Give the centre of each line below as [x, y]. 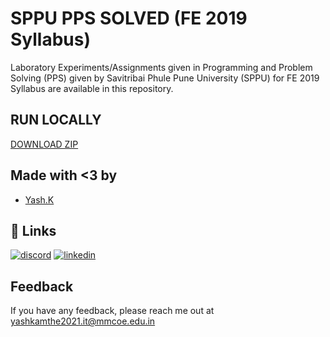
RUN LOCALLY [56, 120]
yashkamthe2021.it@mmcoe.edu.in [83, 321]
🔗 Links [33, 230]
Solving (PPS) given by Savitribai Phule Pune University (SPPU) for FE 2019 [165, 78]
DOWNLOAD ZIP [44, 144]
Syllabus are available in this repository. [92, 88]
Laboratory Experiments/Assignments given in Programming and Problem [161, 67]
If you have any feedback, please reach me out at [112, 311]
